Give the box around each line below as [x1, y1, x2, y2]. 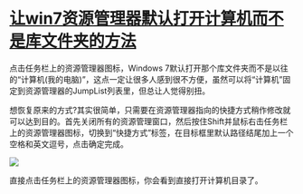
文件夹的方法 [41, 31, 137, 52]
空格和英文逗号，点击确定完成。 [9, 138, 128, 150]
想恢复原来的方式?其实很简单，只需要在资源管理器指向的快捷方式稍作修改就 [9, 104, 291, 115]
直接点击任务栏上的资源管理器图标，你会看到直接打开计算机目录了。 [9, 174, 263, 186]
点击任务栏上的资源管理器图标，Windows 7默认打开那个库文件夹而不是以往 [9, 63, 289, 73]
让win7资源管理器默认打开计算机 [9, 8, 253, 29]
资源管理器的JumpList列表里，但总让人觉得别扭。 [24, 85, 211, 96]
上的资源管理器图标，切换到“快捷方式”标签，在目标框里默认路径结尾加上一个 [9, 127, 294, 138]
